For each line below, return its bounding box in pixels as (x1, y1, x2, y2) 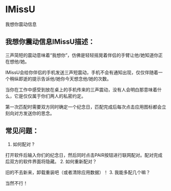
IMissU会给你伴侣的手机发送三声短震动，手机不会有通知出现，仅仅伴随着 (5, 69, 158, 75)
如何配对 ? (12, 141, 35, 147)
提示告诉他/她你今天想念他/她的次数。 (32, 76, 112, 82)
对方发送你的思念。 (14, 110, 55, 116)
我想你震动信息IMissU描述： (5, 37, 95, 46)
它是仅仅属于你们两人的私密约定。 (14, 93, 86, 99)
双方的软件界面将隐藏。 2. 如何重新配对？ (9, 158, 97, 164)
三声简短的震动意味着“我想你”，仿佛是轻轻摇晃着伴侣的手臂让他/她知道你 (5, 52, 159, 58)
